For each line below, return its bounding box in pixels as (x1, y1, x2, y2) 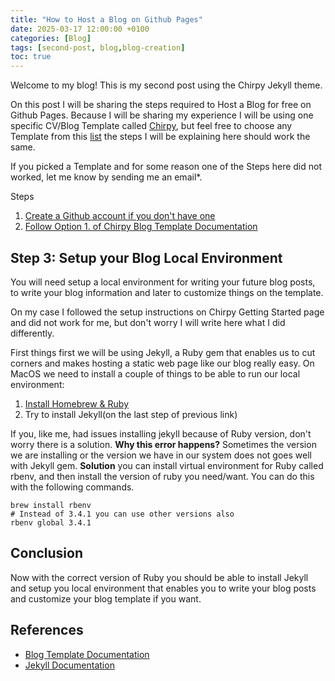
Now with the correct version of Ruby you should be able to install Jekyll (10, 571, 309, 583)
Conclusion (10, 545, 84, 562)
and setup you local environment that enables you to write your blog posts (10, 582, 317, 594)
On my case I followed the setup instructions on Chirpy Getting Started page (10, 306, 325, 318)
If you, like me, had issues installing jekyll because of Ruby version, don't (10, 427, 312, 440)
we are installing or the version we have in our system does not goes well (10, 449, 312, 461)
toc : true (10, 52, 52, 62)
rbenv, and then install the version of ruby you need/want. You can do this (10, 470, 315, 482)
